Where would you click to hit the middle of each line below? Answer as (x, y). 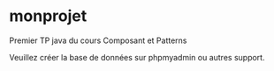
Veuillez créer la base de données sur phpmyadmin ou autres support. (137, 57)
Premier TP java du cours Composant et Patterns (98, 40)
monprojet (48, 16)
